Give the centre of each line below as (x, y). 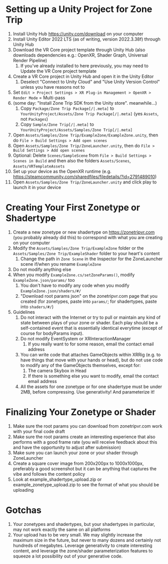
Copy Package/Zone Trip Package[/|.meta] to (67, 108)
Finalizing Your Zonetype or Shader (81, 412)
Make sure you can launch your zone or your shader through (75, 453)
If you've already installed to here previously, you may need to (84, 66)
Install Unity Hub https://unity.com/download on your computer (78, 34)
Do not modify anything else (42, 269)
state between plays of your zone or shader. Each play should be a (89, 322)
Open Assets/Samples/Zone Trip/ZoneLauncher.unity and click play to (85, 182)
